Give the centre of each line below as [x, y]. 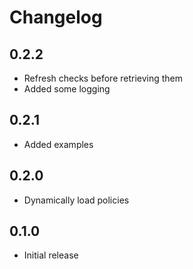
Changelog [56, 17]
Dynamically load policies [76, 200]
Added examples [58, 144]
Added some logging [67, 89]
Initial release [51, 255]
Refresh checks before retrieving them [103, 78]
